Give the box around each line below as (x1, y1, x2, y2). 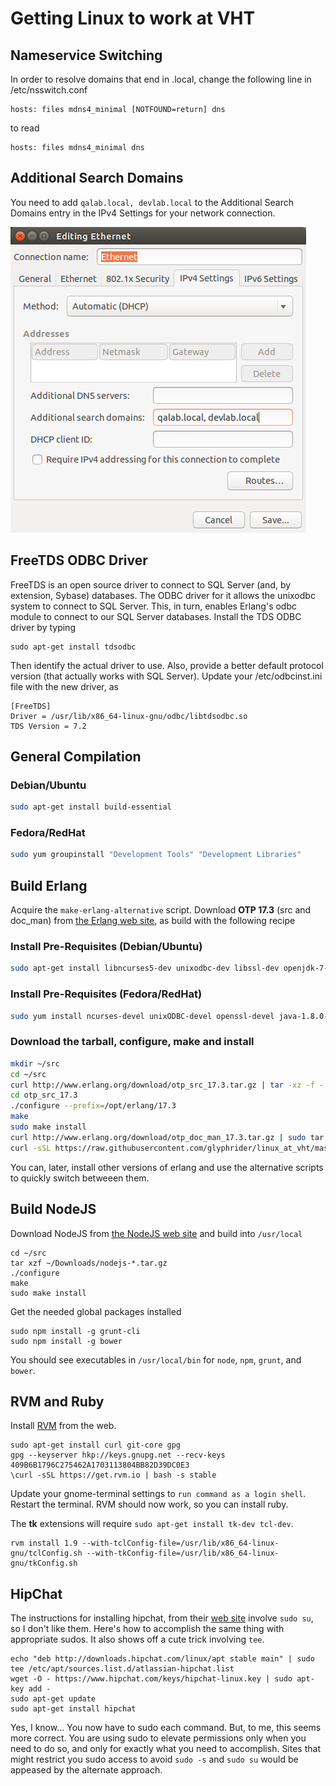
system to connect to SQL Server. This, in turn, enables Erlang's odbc (10, 600, 297, 612)
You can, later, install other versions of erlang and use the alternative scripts (10, 1161, 324, 1173)
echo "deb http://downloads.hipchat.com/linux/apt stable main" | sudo (10, 1654, 315, 1664)
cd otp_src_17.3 (10, 1090, 78, 1101)
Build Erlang (10, 877, 88, 894)
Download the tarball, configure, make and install (10, 1035, 255, 1049)
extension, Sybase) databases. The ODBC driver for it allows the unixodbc (10, 589, 316, 601)
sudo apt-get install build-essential (10, 802, 172, 812)
